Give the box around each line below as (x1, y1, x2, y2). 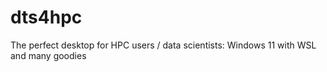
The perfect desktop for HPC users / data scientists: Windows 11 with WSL (10, 39, 317, 51)
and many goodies (10, 49, 87, 61)
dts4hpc (10, 6, 83, 29)
